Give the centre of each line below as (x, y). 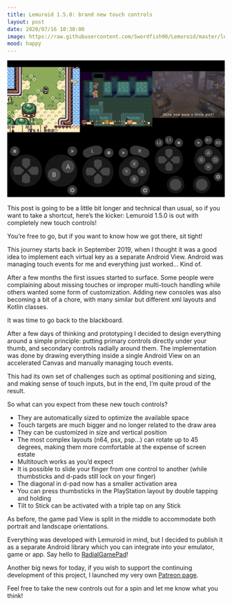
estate (26, 454)
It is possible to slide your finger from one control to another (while (112, 468)
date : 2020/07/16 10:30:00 (46, 29)
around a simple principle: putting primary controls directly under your (107, 341)
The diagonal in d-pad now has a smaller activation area (97, 484)
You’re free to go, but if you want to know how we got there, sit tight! (105, 236)
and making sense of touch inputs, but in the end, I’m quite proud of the (109, 384)
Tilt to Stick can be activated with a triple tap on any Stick (99, 505)
